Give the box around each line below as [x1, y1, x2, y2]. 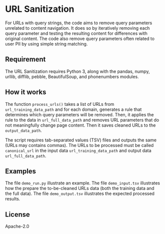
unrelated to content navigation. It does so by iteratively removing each [5, 25, 150, 31]
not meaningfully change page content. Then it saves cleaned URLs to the [5, 122, 156, 128]
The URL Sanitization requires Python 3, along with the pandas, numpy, [5, 68, 150, 74]
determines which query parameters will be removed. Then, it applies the [5, 111, 154, 117]
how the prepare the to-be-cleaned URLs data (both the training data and [5, 186, 155, 191]
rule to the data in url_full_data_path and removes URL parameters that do [5, 117, 160, 123]
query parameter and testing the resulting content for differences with [5, 30, 148, 36]
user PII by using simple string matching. [5, 41, 88, 47]
